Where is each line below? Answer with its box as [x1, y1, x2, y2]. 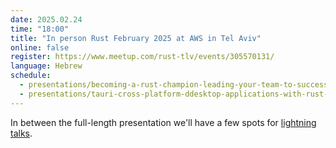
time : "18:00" [10, 24, 70, 34]
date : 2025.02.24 [10, 14, 83, 25]
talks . [10, 127, 33, 139]
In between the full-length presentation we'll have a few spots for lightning [10, 116, 317, 128]
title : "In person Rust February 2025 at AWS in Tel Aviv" [10, 33, 262, 43]
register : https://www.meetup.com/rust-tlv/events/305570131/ [10, 52, 275, 62]
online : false [10, 42, 70, 53]
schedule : [10, 71, 52, 81]
